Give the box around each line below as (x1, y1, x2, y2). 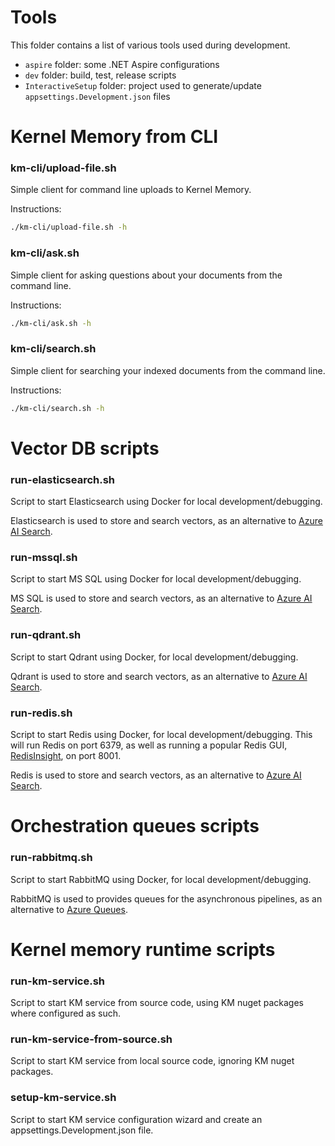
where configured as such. (10, 1007, 122, 1019)
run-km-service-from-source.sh (10, 1032, 173, 1046)
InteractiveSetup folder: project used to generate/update (24, 79, 262, 91)
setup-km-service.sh (10, 1091, 117, 1105)
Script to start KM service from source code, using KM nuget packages (10, 996, 304, 1008)
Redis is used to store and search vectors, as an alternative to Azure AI (10, 769, 302, 781)
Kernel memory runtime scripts (10, 938, 276, 961)
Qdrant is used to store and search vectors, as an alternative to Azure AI (10, 670, 308, 682)
